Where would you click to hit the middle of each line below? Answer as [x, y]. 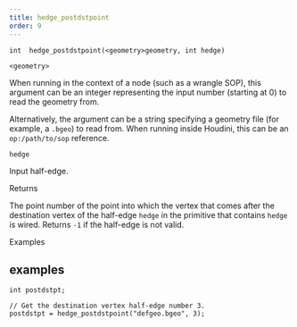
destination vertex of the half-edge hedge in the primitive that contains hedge [148, 214]
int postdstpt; [37, 290]
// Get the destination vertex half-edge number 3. [107, 306]
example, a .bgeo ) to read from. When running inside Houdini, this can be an [149, 128]
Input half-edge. [39, 171]
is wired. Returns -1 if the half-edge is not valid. [97, 224]
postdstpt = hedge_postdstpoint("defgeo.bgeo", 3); [107, 314]
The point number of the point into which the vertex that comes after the [142, 205]
